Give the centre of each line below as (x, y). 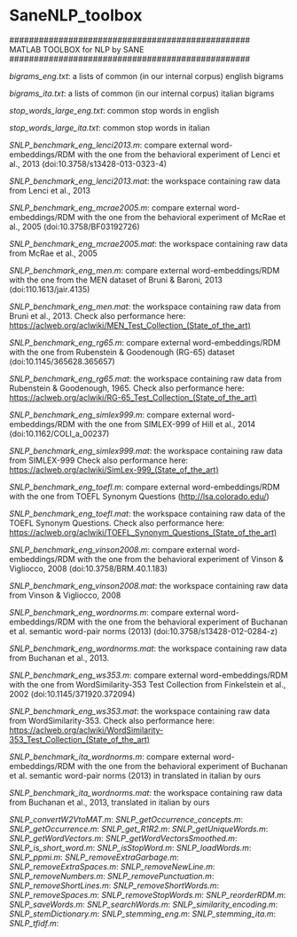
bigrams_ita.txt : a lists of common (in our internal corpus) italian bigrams (142, 93)
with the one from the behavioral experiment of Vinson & (180, 559)
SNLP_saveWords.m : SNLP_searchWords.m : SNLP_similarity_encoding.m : (144, 904)
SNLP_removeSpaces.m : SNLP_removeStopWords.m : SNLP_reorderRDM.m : (148, 894)
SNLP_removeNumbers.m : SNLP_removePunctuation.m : (112, 876)
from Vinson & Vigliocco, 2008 (65, 595)
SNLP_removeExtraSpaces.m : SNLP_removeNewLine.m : (112, 866)
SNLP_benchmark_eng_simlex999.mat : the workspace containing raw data (146, 450)
